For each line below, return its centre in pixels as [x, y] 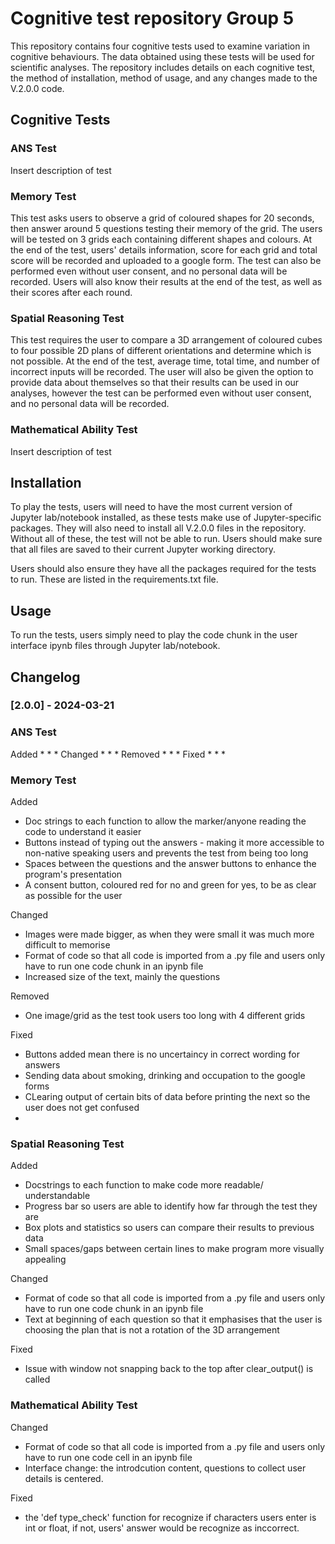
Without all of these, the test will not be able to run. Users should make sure [166, 539]
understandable [57, 1196]
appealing [45, 1259]
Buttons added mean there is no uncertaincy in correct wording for [162, 1054]
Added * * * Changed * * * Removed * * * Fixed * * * [118, 754]
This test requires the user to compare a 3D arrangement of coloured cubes [166, 340]
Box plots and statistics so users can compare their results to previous [169, 1228]
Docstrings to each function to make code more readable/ [144, 1185]
